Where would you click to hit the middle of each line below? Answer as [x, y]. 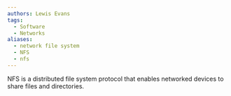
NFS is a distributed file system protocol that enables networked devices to [115, 79]
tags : [15, 20]
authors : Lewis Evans [39, 14]
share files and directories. [46, 86]
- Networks [29, 33]
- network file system [47, 46]
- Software [29, 26]
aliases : [20, 40]
